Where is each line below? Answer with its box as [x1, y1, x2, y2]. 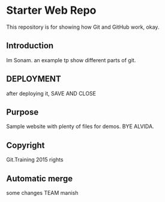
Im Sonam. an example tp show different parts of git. [6, 56, 136, 63]
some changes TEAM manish [6, 189, 79, 196]
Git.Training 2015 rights [6, 156, 64, 163]
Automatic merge [6, 173, 73, 183]
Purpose [6, 107, 39, 117]
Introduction [6, 41, 54, 51]
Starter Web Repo [6, 4, 97, 17]
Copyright [6, 140, 45, 150]
